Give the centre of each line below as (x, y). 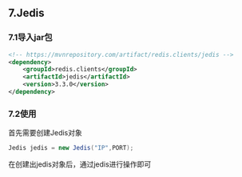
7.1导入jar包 (31, 38)
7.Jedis (27, 13)
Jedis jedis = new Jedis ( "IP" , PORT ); (71, 148)
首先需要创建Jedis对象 (45, 133)
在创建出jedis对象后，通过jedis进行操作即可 (80, 164)
